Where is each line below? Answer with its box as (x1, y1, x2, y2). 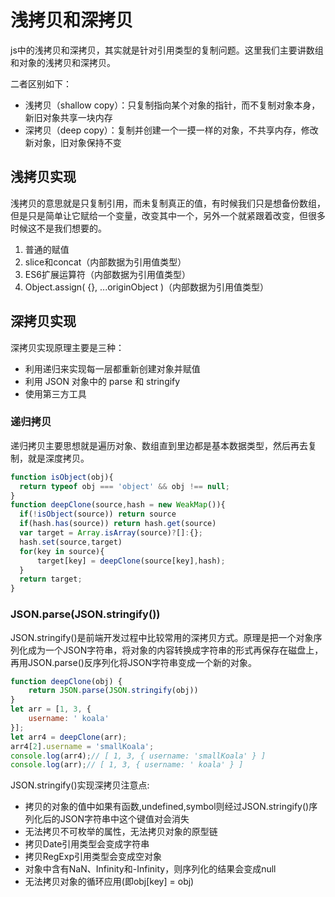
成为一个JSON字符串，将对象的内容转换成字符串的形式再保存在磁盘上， (27, 644, 324, 656)
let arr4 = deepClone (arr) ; (10, 732, 128, 742)
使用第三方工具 (24, 387, 87, 400)
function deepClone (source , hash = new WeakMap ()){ (10, 500, 226, 510)
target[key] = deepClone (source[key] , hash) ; (36, 556, 226, 566)
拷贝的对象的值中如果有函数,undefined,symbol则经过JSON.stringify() (24, 801, 310, 813)
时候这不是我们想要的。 (10, 222, 107, 234)
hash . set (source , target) (19, 537, 123, 547)
